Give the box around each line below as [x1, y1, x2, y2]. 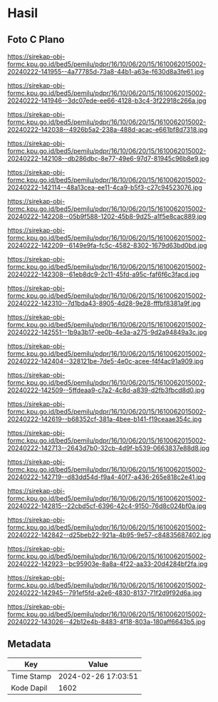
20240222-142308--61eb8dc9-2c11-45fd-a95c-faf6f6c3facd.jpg [7, 270, 199, 279]
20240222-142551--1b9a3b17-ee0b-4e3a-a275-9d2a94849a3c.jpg [7, 328, 207, 336]
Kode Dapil [11, 683, 48, 693]
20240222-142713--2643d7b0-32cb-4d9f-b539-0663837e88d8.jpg [7, 444, 210, 452]
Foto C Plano [7, 33, 65, 46]
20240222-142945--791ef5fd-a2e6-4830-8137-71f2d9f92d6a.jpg [7, 589, 202, 597]
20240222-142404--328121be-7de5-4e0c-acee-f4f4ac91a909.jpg [7, 357, 204, 365]
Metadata [7, 638, 51, 650]
